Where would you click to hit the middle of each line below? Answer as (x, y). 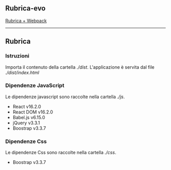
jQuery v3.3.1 (26, 123)
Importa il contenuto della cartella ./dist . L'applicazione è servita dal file (80, 67)
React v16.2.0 (27, 106)
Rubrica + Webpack (26, 20)
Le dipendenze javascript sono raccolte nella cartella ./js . (65, 97)
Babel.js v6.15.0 (29, 117)
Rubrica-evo (25, 8)
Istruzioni (17, 56)
